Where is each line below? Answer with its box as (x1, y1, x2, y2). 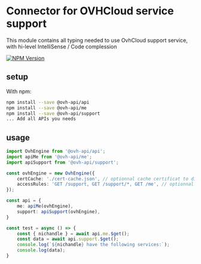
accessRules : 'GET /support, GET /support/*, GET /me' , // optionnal (17, 181, 194, 188)
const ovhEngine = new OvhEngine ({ (6, 170, 95, 176)
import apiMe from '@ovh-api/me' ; (6, 154, 93, 159)
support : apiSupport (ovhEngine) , (17, 208, 100, 214)
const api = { (6, 198, 42, 204)
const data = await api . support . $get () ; (17, 236, 119, 242)
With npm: (6, 88, 32, 95)
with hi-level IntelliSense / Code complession (6, 43, 117, 50)
